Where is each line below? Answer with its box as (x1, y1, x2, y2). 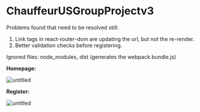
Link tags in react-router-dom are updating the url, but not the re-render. (14, 35, 195, 42)
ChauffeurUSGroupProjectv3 (6, 4, 154, 18)
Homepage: (6, 64, 37, 72)
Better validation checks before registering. (14, 42, 123, 49)
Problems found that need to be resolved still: (6, 24, 119, 31)
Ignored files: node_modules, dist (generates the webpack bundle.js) (6, 53, 177, 60)
